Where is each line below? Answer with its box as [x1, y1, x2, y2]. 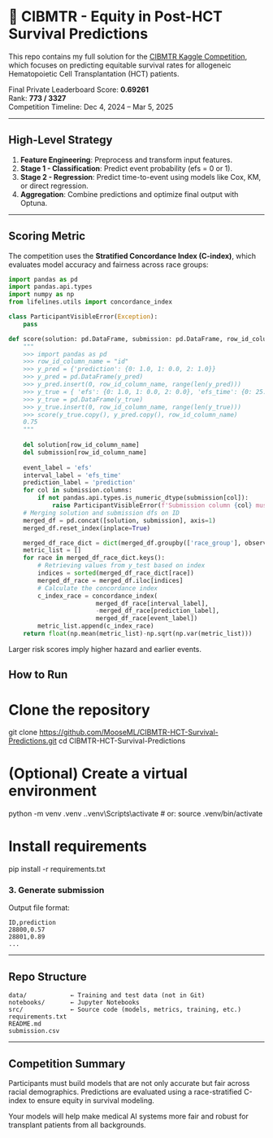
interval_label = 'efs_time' [23, 471, 122, 479]
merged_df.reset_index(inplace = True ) [23, 524, 151, 532]
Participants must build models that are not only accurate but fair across [8, 1079, 250, 1088]
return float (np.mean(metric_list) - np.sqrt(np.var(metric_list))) [23, 630, 253, 638]
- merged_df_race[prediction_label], [95, 606, 220, 615]
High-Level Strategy [8, 133, 113, 147]
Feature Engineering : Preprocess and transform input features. [19, 155, 233, 164]
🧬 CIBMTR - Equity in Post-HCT [8, 7, 223, 26]
